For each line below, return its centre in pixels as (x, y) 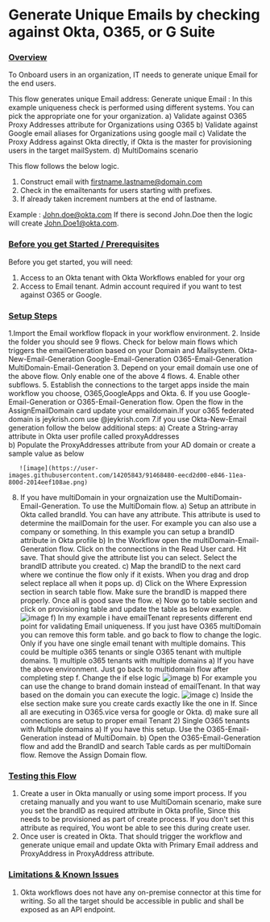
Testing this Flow (42, 776)
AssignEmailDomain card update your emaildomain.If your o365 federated (131, 410)
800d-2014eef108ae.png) (48, 482)
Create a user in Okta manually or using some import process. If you (133, 794)
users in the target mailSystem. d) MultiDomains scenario (104, 150)
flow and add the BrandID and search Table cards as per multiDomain (135, 747)
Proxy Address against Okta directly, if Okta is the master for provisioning (130, 142)
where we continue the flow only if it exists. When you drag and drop (135, 575)
